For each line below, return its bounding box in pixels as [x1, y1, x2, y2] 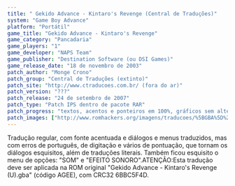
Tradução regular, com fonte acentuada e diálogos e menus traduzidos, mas [7, 134, 227, 142]
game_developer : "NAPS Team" [7, 50, 92, 57]
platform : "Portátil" [7, 23, 71, 30]
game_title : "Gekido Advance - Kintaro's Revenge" [7, 29, 158, 37]
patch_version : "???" [7, 88, 71, 95]
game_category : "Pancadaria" [7, 36, 92, 43]
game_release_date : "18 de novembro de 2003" [7, 62, 142, 69]
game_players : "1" [7, 43, 61, 50]
